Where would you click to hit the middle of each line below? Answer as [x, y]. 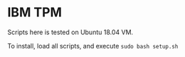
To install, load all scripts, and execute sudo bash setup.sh [93, 46]
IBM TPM [35, 12]
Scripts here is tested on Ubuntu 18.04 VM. [70, 32]
